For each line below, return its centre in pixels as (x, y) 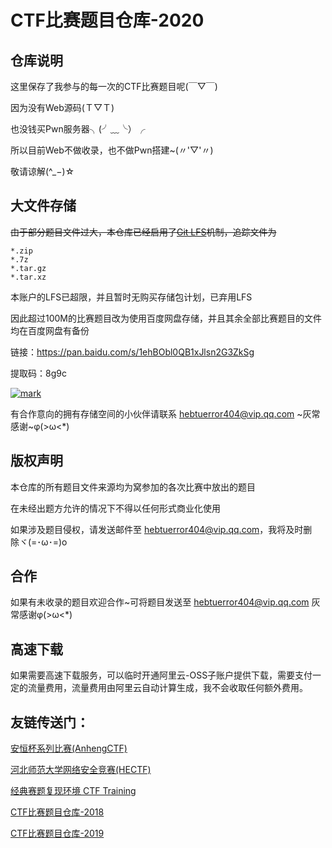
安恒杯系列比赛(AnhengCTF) (69, 748)
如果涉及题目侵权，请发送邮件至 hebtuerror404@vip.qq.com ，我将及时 (157, 529)
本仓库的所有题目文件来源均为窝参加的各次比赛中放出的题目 (133, 487)
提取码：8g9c (38, 373)
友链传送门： (50, 722)
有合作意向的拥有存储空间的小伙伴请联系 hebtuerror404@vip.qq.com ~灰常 (165, 413)
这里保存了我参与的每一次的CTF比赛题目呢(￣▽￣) (114, 86)
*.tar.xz (28, 277)
